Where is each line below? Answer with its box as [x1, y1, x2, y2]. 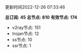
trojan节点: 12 [12, 31, 39, 36]
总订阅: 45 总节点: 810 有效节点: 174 [5, 14, 78, 20]
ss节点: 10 [12, 37, 33, 42]
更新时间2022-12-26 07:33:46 [5, 4, 66, 10]
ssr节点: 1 [12, 43, 32, 48]
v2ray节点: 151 [12, 25, 41, 30]
